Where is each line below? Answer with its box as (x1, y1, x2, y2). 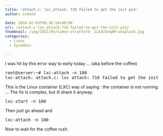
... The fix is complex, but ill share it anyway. (5, 89, 94, 95)
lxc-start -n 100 (5, 98, 46, 104)
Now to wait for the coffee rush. (5, 126, 69, 132)
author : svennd (5, 12, 36, 17)
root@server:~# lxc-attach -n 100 (5, 70, 87, 75)
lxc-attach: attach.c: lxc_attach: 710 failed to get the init (5, 75, 159, 80)
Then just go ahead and (5, 107, 52, 113)
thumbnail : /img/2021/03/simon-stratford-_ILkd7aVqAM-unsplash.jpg (5, 30, 145, 34)
